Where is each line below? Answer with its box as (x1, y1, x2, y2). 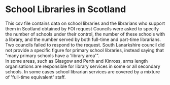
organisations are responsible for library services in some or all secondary (5, 63, 161, 69)
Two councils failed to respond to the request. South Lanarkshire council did (5, 41, 165, 48)
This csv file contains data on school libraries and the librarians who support (5, 20, 165, 26)
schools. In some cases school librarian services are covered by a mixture (5, 68, 160, 74)
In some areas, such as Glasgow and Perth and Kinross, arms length (5, 58, 148, 64)
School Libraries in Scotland (5, 4, 126, 15)
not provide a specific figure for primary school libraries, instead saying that (5, 47, 164, 53)
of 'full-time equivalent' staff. (5, 74, 66, 80)
